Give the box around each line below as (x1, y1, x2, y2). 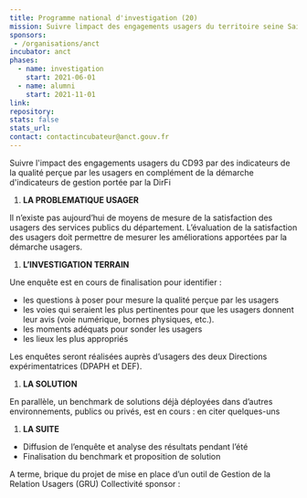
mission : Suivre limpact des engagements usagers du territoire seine (9, 22, 284, 31)
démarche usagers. (9, 241, 83, 252)
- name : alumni (17, 81, 76, 90)
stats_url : (9, 124, 51, 133)
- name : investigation (17, 65, 104, 74)
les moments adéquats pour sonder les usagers (22, 323, 203, 334)
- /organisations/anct (13, 38, 101, 48)
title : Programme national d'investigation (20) (9, 13, 198, 23)
